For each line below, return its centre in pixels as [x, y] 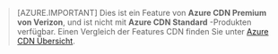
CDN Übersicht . [46, 41]
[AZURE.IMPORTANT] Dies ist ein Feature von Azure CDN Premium [142, 13]
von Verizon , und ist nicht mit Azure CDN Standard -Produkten [134, 22]
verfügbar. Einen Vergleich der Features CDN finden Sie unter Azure [143, 31]
